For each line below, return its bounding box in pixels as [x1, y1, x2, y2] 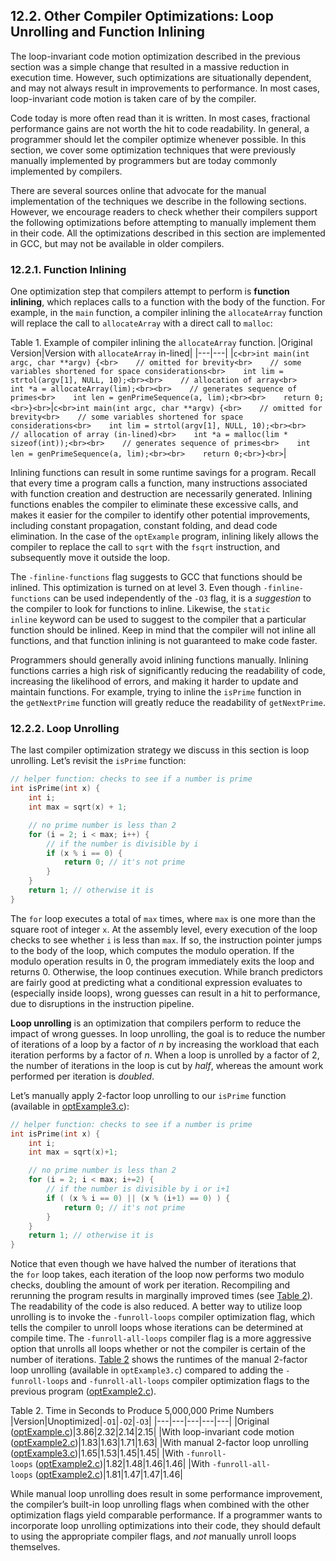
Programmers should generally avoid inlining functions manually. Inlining [10, 654, 309, 666]
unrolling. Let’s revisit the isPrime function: [10, 755, 187, 767]
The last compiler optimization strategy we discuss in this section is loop [10, 744, 310, 756]
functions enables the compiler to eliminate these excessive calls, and [10, 499, 299, 511]
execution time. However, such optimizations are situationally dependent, [10, 71, 312, 83]
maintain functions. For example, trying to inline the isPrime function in [10, 686, 302, 698]
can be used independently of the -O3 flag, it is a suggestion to [53, 592, 312, 604]
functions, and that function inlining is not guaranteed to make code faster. [10, 635, 318, 647]
